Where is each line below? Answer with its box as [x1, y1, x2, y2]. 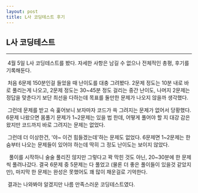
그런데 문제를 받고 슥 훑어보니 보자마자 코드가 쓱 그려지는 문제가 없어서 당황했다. [7, 107, 192, 114]
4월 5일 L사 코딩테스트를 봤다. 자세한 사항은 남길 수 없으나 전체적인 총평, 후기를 [7, 59, 190, 66]
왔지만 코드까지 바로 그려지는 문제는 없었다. [6, 121, 105, 128]
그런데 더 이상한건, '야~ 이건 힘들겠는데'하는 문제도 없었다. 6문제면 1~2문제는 [7, 134, 184, 141]
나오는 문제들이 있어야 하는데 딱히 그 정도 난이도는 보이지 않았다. [21, 141, 170, 148]
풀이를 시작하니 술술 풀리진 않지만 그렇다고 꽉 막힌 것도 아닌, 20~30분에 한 [8, 154, 181, 161]
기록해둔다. [6, 67, 32, 74]
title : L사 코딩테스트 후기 [6, 14, 65, 20]
